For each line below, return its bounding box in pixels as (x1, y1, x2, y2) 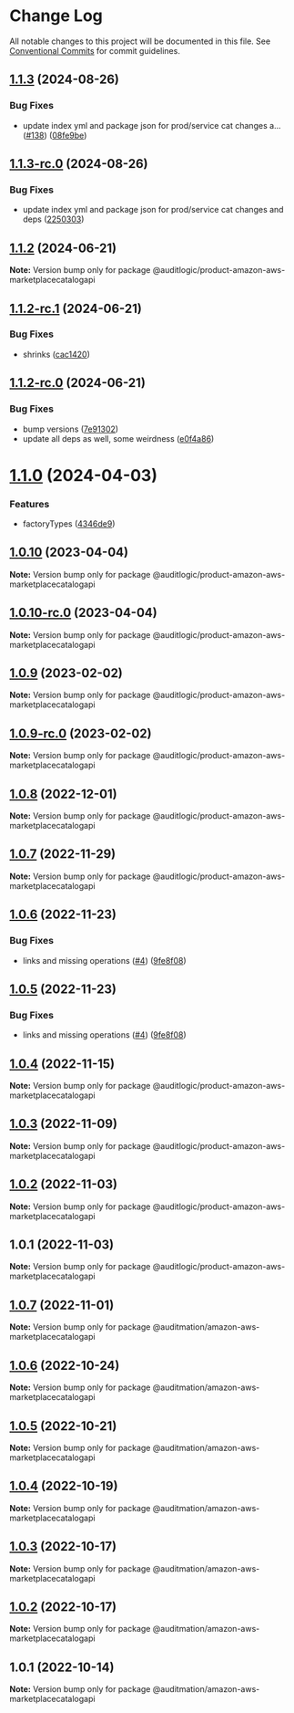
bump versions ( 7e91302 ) (22, 423, 119, 434)
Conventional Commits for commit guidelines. (9, 45, 180, 56)
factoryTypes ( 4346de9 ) (22, 517, 116, 529)
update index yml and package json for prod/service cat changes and (22, 204, 284, 215)
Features (9, 497, 50, 510)
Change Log (9, 5, 103, 26)
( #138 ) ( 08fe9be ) (22, 130, 87, 141)
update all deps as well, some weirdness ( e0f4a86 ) (22, 433, 215, 444)
